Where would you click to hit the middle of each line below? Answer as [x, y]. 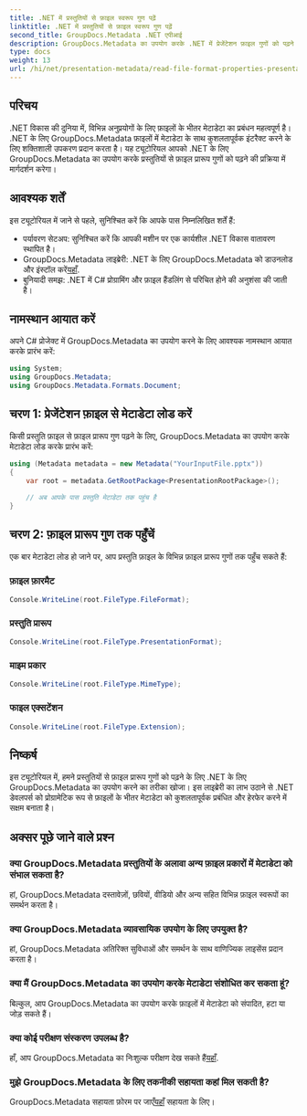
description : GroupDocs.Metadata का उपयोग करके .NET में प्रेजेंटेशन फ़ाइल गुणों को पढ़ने [152, 43]
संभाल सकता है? [37, 875]
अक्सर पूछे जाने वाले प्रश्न [62, 837]
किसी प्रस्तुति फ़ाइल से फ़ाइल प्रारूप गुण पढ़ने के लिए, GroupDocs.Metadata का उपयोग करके [149, 436]
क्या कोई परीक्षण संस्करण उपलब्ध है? [69, 1037]
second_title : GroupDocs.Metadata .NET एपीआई [96, 35]
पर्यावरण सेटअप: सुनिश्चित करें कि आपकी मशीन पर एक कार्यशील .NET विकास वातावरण [149, 238]
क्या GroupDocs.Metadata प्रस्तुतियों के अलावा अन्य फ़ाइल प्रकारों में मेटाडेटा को [151, 863]
